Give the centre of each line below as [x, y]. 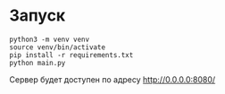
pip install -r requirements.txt [71, 55]
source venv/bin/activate [57, 47]
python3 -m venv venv [50, 39]
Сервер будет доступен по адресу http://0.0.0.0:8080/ [112, 79]
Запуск [37, 16]
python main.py [37, 63]
